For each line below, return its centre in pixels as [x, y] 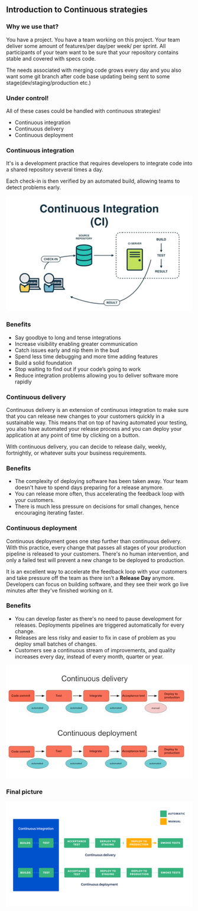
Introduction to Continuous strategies [77, 10]
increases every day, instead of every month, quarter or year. [89, 656]
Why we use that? [33, 27]
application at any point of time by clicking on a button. [73, 435]
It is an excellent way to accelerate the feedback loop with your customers [97, 572]
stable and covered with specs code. [51, 58]
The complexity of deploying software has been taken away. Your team [101, 481]
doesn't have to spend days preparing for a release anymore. [89, 488]
